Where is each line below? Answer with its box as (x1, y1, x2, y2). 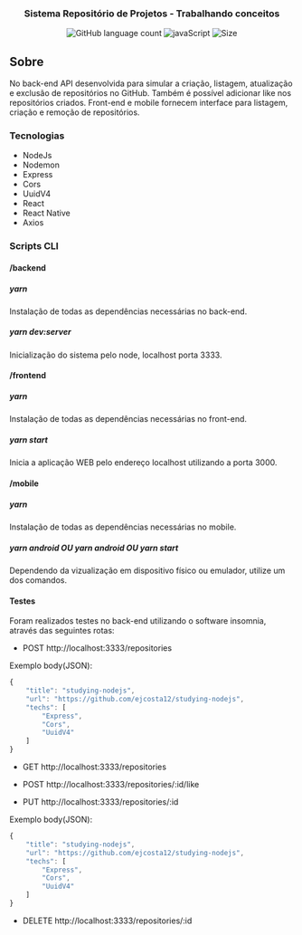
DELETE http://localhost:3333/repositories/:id (22, 915, 193, 926)
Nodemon (22, 159, 61, 170)
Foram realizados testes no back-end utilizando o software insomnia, (9, 615, 267, 626)
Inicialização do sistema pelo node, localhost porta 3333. (9, 349, 222, 360)
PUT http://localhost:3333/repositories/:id (22, 797, 179, 807)
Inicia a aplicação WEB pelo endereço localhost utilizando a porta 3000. (9, 457, 278, 468)
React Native (22, 207, 71, 219)
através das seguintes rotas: (9, 625, 115, 636)
